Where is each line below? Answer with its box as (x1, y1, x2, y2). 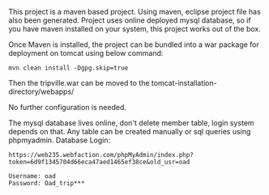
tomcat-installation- (151, 78, 217, 87)
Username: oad (8, 172, 57, 180)
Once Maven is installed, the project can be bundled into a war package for (8, 40, 259, 49)
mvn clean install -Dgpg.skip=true (8, 64, 129, 72)
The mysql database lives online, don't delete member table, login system (8, 118, 254, 128)
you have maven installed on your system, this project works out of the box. (8, 24, 262, 33)
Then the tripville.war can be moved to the (8, 78, 150, 87)
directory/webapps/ (8, 87, 75, 96)
